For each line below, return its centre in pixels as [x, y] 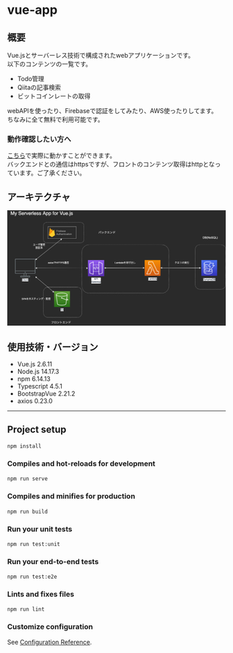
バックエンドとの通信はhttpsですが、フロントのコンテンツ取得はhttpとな [111, 164]
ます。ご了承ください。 [52, 173]
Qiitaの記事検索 [39, 87]
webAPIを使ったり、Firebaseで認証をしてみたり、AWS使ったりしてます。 [112, 111]
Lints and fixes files [41, 594]
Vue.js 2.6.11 [35, 364]
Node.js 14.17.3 [38, 372]
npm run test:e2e [32, 577]
